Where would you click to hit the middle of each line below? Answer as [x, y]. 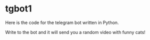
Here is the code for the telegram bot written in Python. [62, 22]
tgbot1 [18, 9]
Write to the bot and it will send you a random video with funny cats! [75, 32]
